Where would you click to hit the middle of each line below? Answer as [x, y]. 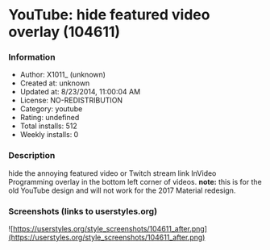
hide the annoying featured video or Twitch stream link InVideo [112, 173]
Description [32, 156]
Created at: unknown [55, 83]
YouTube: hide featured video [109, 15]
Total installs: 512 [49, 126]
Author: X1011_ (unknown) [63, 75]
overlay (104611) [64, 32]
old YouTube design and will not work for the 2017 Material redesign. [122, 190]
